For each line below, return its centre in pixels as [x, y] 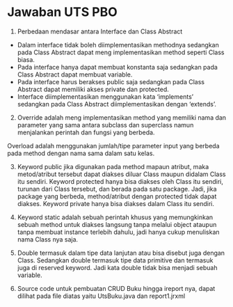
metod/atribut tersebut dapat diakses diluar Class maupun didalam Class [121, 174]
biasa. [26, 59]
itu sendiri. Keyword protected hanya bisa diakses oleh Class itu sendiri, [120, 181]
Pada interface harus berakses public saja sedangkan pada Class [111, 81]
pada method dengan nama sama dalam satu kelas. [81, 153]
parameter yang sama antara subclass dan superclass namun [105, 125]
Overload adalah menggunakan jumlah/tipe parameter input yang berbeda [114, 145]
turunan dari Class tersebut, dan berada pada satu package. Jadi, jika [117, 189]
